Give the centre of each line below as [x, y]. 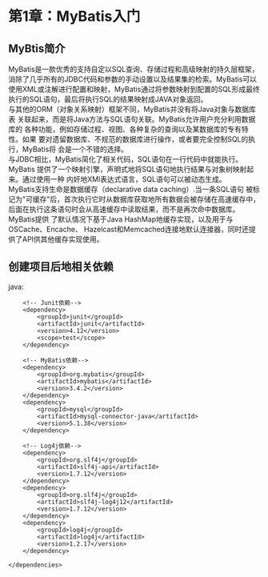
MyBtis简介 [37, 48]
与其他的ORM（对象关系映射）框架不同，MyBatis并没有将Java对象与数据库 [132, 109]
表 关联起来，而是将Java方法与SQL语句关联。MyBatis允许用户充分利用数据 [132, 119]
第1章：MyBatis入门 [74, 16]
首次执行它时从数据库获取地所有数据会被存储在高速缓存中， [162, 199]
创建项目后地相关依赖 [61, 267]
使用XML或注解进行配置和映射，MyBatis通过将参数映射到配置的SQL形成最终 [134, 89]
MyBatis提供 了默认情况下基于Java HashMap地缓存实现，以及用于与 [121, 219]
